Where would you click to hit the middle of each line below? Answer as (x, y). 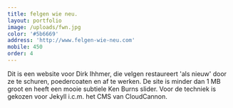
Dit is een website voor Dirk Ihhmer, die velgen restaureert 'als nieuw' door (117, 74)
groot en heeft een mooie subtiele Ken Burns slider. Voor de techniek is (112, 89)
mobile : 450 (25, 47)
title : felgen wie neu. (43, 14)
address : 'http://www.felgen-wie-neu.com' (71, 40)
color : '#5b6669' (33, 34)
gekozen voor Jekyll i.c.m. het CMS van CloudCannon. (87, 96)
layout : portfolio (35, 21)
